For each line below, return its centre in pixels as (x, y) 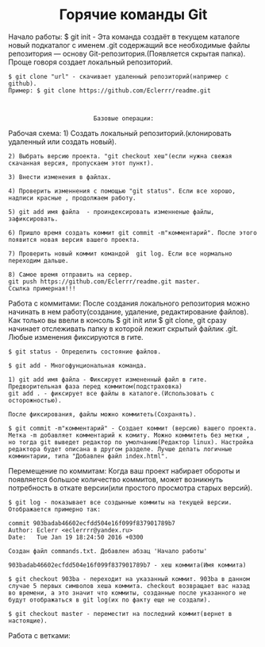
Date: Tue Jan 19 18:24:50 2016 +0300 (76, 537)
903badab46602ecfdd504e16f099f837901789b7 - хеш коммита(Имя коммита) (127, 565)
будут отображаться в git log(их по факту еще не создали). (110, 600)
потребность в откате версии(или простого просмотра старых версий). (131, 488)
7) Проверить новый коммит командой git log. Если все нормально (120, 253)
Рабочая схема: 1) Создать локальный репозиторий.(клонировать (120, 133)
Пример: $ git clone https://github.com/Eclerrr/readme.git (110, 90)
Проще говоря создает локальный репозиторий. (90, 62)
